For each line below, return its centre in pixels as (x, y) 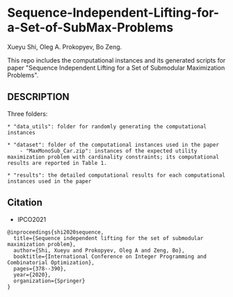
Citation (25, 203)
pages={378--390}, (40, 268)
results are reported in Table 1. (57, 163)
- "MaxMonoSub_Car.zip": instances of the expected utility (109, 151)
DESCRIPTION (38, 97)
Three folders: (27, 113)
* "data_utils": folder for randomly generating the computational (107, 127)
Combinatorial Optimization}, (51, 262)
